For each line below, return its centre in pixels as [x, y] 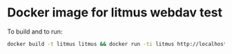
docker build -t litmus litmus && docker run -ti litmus [91, 44]
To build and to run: [35, 31]
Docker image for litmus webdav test [115, 13]
